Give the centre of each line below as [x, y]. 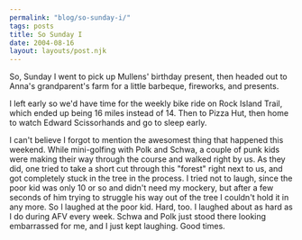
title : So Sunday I [46, 34]
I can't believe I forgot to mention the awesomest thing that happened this [146, 140]
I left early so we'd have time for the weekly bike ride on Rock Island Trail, [146, 103]
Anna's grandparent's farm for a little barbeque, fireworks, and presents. [144, 86]
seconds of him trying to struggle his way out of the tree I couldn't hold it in [149, 198]
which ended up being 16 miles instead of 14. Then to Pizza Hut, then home [149, 113]
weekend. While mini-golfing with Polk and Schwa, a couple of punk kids [145, 150]
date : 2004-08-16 [42, 43]
